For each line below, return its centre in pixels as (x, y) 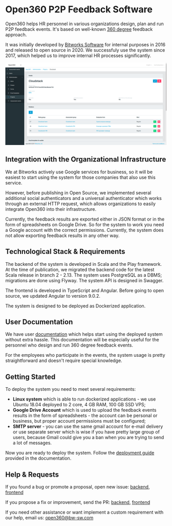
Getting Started (30, 377)
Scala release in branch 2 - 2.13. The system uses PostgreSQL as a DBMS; (84, 275)
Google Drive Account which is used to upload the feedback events (84, 410)
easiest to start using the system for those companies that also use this (81, 177)
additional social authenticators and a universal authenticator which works (84, 198)
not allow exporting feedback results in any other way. (62, 235)
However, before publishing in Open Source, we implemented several (78, 193)
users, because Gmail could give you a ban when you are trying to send (88, 438)
